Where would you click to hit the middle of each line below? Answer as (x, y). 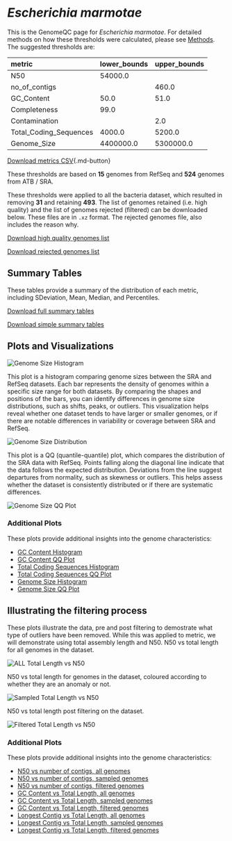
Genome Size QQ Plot (48, 589)
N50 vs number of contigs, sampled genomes (83, 778)
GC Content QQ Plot (46, 559)
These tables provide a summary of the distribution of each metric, (103, 290)
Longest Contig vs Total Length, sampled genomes (90, 822)
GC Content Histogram (50, 552)
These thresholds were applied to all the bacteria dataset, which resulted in (115, 195)
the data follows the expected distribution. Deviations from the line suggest (115, 470)
